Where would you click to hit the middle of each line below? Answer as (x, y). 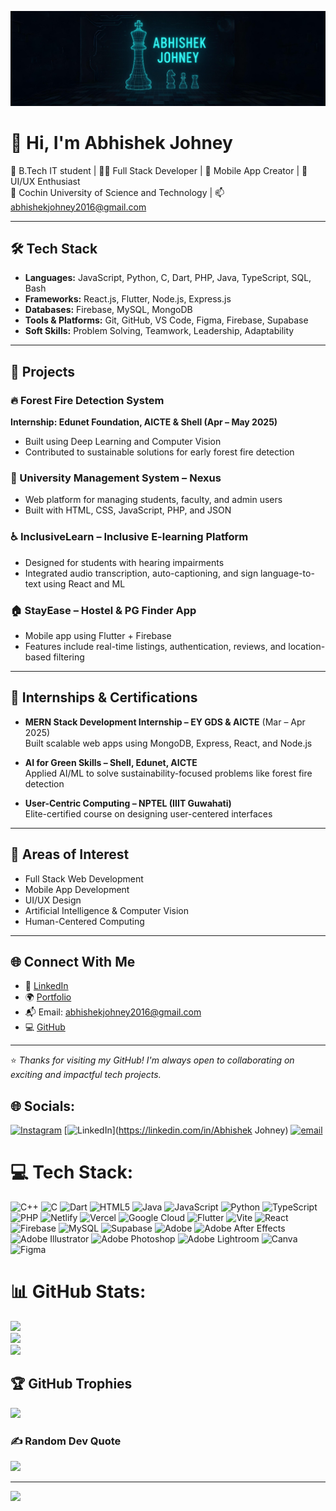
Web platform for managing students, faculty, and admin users (153, 500)
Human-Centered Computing (84, 921)
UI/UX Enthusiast (45, 181)
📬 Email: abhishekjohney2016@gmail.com (113, 1012)
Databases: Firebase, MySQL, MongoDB (108, 310)
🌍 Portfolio (48, 997)
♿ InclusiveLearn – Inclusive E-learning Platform (129, 537)
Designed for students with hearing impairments (124, 562)
